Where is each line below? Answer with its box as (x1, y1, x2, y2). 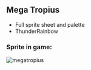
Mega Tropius (6, 5, 60, 15)
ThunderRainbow (15, 27, 59, 35)
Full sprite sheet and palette (15, 21, 85, 28)
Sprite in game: (6, 43, 53, 51)
